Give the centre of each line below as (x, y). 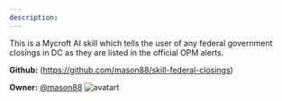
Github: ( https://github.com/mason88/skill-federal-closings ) (122, 70)
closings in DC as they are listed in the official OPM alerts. (117, 52)
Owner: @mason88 (46, 87)
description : (34, 17)
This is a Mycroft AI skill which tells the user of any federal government (141, 43)
